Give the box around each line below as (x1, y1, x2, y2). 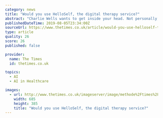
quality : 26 (5, 34, 29, 39)
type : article (5, 30, 34, 34)
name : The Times (9, 56, 42, 61)
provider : (5, 52, 25, 57)
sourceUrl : (5, 25, 27, 30)
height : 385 (14, 101, 38, 106)
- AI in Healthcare (9, 79, 49, 84)
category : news (5, 7, 36, 12)
